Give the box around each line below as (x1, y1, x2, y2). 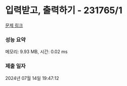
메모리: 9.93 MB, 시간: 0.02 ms (5, 49, 68, 55)
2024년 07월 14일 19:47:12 (5, 75, 59, 81)
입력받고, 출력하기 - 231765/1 (5, 5, 122, 16)
